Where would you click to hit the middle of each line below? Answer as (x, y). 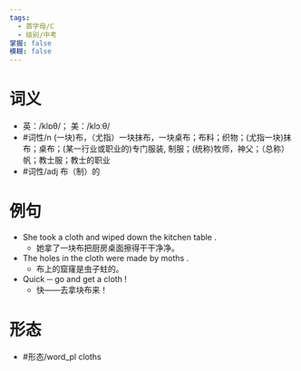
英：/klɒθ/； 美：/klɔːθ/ (66, 126)
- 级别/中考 (37, 34)
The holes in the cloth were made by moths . (106, 258)
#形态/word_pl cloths (62, 356)
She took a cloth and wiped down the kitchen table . (120, 237)
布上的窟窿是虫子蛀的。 (80, 269)
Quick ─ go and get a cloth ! (74, 279)
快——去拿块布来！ (72, 290)
